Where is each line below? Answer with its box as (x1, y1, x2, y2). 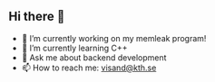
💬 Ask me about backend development (21, 51, 167, 63)
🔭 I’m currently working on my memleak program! (21, 32, 207, 43)
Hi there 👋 (8, 9, 65, 24)
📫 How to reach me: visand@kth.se (21, 62, 157, 73)
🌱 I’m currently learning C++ (21, 42, 128, 53)
